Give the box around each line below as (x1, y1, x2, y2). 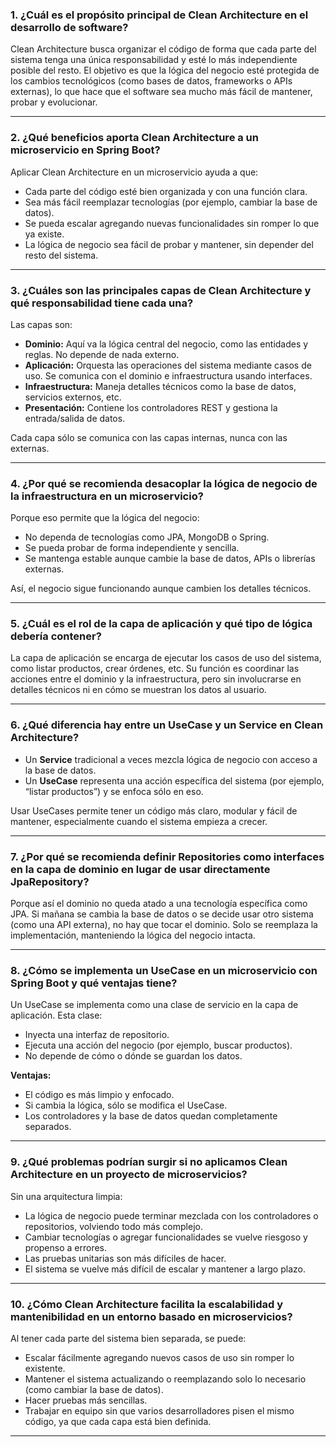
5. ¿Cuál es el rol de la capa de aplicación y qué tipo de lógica (10, 617, 313, 631)
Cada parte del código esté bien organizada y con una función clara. (24, 185, 308, 197)
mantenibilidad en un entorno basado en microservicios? (10, 1309, 293, 1323)
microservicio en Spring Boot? (10, 143, 161, 157)
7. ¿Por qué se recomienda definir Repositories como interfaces (10, 849, 325, 863)
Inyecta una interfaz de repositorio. (24, 1029, 170, 1041)
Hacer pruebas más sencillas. (24, 1394, 148, 1406)
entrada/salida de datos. (24, 412, 126, 424)
